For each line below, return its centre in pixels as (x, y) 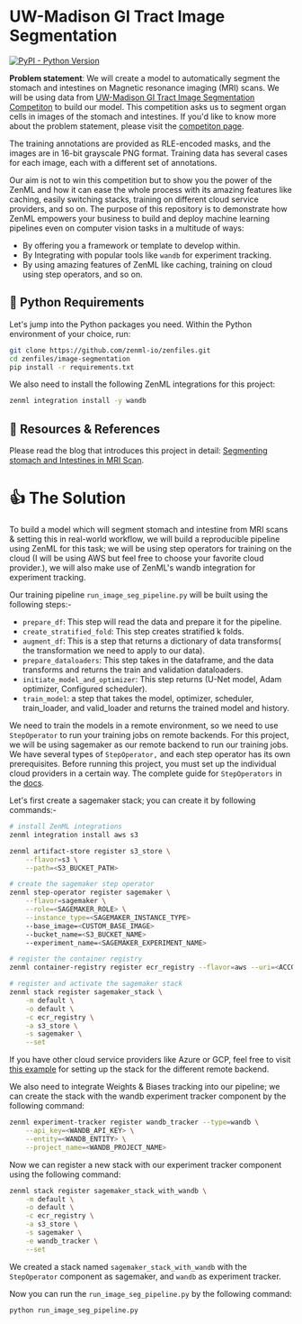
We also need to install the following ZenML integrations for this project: (142, 384)
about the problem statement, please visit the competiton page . (127, 126)
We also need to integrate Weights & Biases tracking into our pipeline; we (145, 1087)
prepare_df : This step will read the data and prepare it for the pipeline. (152, 622)
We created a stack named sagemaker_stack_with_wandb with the (128, 1266)
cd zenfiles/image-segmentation (70, 359)
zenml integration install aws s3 (74, 835)
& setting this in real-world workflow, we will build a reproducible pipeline (145, 539)
